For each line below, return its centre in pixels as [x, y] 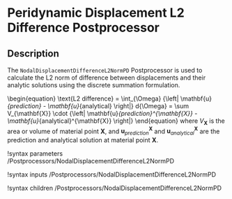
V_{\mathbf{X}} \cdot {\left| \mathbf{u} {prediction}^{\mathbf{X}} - [102, 113]
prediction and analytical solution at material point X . [83, 140]
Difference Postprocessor [84, 28]
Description [33, 53]
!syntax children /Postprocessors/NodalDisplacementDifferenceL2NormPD [114, 188]
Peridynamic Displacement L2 [96, 13]
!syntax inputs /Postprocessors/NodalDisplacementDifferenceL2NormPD [112, 175]
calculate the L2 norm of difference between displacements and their [107, 78]
